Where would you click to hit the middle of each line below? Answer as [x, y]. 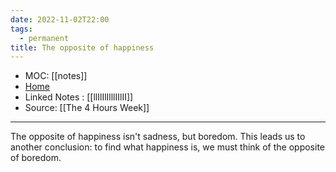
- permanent [44, 38]
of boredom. [36, 158]
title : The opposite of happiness [82, 47]
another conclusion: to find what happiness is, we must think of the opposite [168, 147]
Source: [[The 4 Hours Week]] [87, 108]
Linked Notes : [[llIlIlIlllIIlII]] [79, 97]
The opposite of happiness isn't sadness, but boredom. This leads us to [158, 137]
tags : [21, 29]
